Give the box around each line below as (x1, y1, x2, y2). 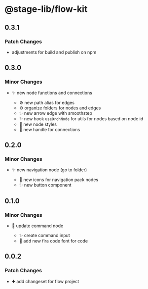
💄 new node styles (19, 121, 57, 127)
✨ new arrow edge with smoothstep (19, 110, 92, 116)
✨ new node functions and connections (11, 90, 92, 96)
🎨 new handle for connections (19, 126, 80, 132)
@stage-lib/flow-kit (4, 3, 88, 15)
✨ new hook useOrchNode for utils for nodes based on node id (19, 115, 144, 122)
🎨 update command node (11, 223, 64, 229)
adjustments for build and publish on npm (11, 49, 97, 55)
